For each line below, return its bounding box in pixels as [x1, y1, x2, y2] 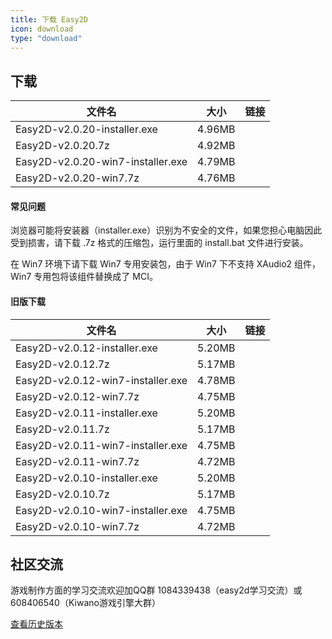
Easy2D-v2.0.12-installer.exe [15, 341, 158, 355]
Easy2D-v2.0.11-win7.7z [15, 454, 140, 468]
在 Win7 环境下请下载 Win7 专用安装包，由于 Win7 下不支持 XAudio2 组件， [10, 258, 322, 270]
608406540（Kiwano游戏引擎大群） [10, 597, 161, 609]
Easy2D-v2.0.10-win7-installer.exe [15, 503, 188, 517]
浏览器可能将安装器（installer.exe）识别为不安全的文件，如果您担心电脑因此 [10, 224, 323, 236]
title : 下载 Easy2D [10, 14, 89, 25]
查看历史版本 [10, 618, 63, 630]
